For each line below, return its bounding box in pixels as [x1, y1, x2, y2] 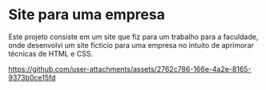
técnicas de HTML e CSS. [8, 49, 94, 58]
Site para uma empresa [8, 6, 166, 24]
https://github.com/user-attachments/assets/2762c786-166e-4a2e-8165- [8, 64, 252, 73]
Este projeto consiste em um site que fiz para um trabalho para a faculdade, [8, 32, 259, 41]
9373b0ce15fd [8, 72, 56, 82]
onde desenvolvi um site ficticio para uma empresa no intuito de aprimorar [8, 40, 255, 49]
